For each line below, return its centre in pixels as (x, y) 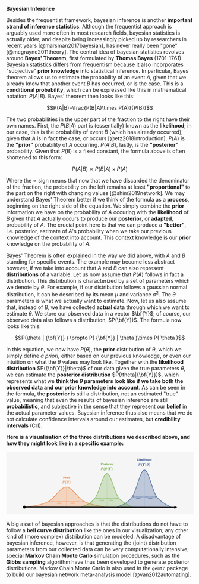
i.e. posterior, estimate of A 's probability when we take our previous (89, 231)
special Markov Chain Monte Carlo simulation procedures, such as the (93, 555)
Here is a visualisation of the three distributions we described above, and (98, 437)
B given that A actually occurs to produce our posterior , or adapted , (90, 218)
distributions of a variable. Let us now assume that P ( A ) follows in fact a (95, 274)
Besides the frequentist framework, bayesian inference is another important (99, 20)
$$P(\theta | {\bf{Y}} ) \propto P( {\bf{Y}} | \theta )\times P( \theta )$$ (100, 338)
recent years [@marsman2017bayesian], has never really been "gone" (92, 45)
